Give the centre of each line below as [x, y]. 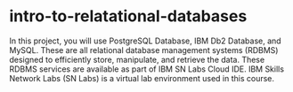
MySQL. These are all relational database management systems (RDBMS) [144, 50]
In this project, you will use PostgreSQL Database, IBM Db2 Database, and [146, 41]
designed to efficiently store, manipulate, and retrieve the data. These [137, 59]
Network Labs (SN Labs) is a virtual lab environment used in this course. [142, 78]
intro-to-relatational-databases [128, 16]
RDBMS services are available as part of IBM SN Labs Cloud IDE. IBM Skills [147, 69]
